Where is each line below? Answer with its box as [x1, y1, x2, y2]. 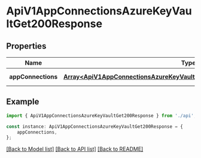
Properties [6, 41, 47, 51]
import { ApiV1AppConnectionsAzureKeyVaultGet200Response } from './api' [6, 112, 194, 118]
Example [6, 97, 39, 107]
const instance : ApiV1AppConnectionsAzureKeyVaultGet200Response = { [6, 123, 184, 130]
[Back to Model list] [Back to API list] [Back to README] [6, 145, 144, 153]
